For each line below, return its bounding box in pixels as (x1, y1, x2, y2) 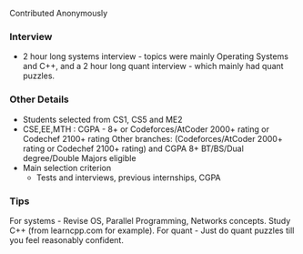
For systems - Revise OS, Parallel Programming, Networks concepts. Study (9, 215, 291, 226)
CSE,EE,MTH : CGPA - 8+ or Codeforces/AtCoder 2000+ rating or (22, 123, 270, 135)
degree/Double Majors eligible (22, 152, 136, 163)
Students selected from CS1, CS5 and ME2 (22, 114, 184, 125)
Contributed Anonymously (9, 8, 108, 18)
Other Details (9, 93, 70, 106)
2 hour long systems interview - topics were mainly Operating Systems (22, 51, 289, 62)
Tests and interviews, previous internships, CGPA (35, 172, 221, 183)
